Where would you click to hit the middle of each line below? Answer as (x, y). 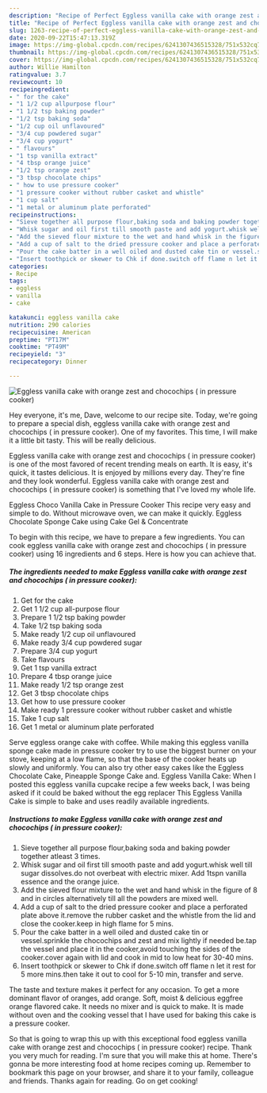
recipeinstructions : (43, 215)
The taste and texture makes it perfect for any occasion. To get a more (124, 989)
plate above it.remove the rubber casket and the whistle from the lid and (138, 915)
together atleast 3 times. (60, 856)
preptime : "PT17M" (39, 339)
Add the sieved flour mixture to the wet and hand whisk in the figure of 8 (139, 890)
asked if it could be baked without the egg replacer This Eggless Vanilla (126, 792)
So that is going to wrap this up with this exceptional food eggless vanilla (128, 1038)
